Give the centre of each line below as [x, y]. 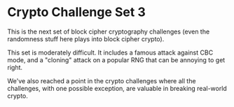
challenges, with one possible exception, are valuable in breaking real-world [117, 88]
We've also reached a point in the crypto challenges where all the [102, 80]
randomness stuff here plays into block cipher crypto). [86, 38]
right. [15, 67]
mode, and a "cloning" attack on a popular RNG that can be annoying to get [116, 59]
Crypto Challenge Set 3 [76, 12]
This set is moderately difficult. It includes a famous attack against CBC [110, 52]
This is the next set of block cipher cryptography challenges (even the [109, 31]
